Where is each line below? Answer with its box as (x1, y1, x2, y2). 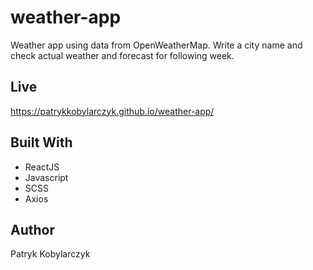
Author (10, 221, 55, 238)
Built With (10, 134, 73, 151)
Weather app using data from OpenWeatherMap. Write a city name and (10, 39, 303, 51)
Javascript (24, 171, 69, 183)
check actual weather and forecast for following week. (10, 49, 235, 61)
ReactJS (24, 161, 60, 173)
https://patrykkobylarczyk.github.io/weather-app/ (10, 105, 215, 117)
